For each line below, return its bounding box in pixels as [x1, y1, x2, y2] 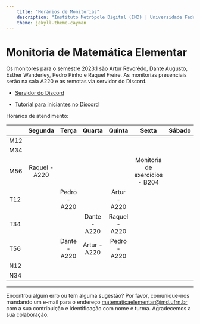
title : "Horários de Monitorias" [17, 8, 100, 15]
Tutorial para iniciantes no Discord [14, 101, 99, 108]
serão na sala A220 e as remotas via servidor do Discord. [6, 78, 147, 85]
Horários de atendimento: [6, 113, 69, 120]
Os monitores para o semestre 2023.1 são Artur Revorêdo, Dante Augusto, [6, 65, 187, 72]
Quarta [82, 126, 103, 135]
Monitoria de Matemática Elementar [6, 45, 187, 59]
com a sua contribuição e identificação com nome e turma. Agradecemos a [6, 305, 192, 312]
